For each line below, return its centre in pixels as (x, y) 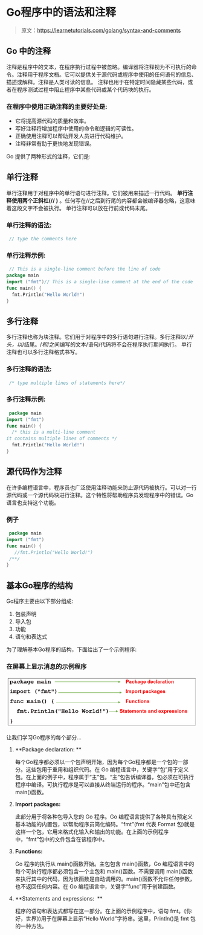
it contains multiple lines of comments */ (62, 439)
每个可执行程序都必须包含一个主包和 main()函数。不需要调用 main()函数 (104, 872)
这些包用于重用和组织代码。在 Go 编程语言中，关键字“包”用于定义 (107, 770)
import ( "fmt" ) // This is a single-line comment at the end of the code (100, 282)
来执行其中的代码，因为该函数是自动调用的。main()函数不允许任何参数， (105, 879)
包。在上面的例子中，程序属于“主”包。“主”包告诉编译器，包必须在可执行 (105, 777)
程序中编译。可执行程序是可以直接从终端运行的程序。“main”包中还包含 (103, 785)
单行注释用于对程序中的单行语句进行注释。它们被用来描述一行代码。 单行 (97, 193)
